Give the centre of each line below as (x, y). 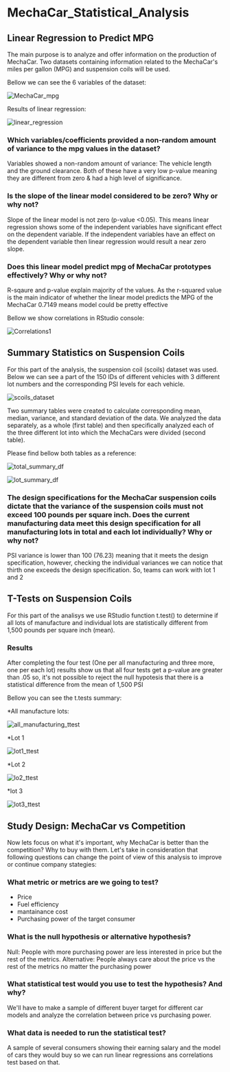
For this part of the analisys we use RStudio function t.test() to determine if (113, 615)
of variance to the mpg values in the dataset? (84, 148)
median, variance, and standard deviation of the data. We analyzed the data (114, 418)
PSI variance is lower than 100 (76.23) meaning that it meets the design (108, 555)
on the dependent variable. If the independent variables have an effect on (111, 234)
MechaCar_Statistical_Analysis (98, 13)
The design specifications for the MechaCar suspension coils (112, 497)
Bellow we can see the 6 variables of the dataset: (77, 82)
